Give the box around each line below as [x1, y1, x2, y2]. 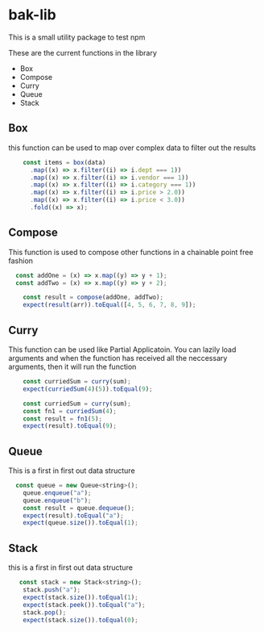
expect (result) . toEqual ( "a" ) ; [23, 511, 125, 520]
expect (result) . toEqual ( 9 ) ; [23, 422, 117, 430]
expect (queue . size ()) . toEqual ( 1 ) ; [23, 519, 138, 527]
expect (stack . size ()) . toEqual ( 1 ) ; [23, 593, 138, 601]
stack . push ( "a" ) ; [23, 586, 81, 594]
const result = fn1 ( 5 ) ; [23, 414, 103, 423]
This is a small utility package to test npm [8, 32, 146, 42]
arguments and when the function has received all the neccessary [8, 354, 228, 362]
